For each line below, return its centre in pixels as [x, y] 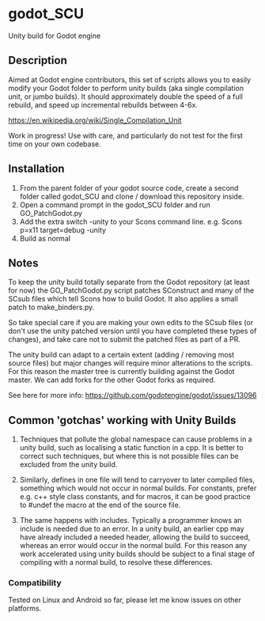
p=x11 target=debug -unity [63, 229]
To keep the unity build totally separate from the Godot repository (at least [129, 282]
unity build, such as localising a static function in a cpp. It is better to [131, 448]
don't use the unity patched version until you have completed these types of [132, 331]
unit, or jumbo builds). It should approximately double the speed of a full [126, 97]
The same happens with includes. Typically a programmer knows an [131, 521]
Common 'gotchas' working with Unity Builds [122, 420]
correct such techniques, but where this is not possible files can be [129, 456]
